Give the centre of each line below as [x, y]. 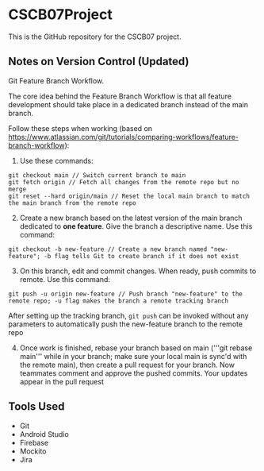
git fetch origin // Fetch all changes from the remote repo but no [124, 182]
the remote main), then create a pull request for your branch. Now [127, 365]
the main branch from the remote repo [72, 203]
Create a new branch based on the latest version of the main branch [131, 218]
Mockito [33, 451]
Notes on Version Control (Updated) [99, 62]
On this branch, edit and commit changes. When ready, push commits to [138, 271]
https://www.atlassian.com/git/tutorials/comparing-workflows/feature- [124, 137]
